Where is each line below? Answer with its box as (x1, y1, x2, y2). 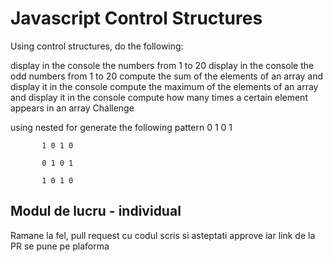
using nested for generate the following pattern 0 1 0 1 (10, 121, 233, 133)
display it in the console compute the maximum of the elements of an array (10, 80, 319, 92)
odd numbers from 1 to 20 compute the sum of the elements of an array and (10, 70, 324, 82)
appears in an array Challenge (10, 102, 135, 114)
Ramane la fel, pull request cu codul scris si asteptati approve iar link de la (10, 229, 316, 241)
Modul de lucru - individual (10, 203, 182, 220)
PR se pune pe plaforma (10, 240, 110, 252)
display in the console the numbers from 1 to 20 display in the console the (10, 59, 315, 71)
